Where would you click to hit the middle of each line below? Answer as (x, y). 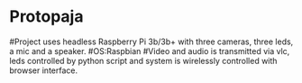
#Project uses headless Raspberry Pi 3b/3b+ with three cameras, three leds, (151, 41)
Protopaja (46, 17)
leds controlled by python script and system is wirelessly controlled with (143, 60)
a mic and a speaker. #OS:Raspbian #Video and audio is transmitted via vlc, (150, 51)
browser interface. (44, 70)
